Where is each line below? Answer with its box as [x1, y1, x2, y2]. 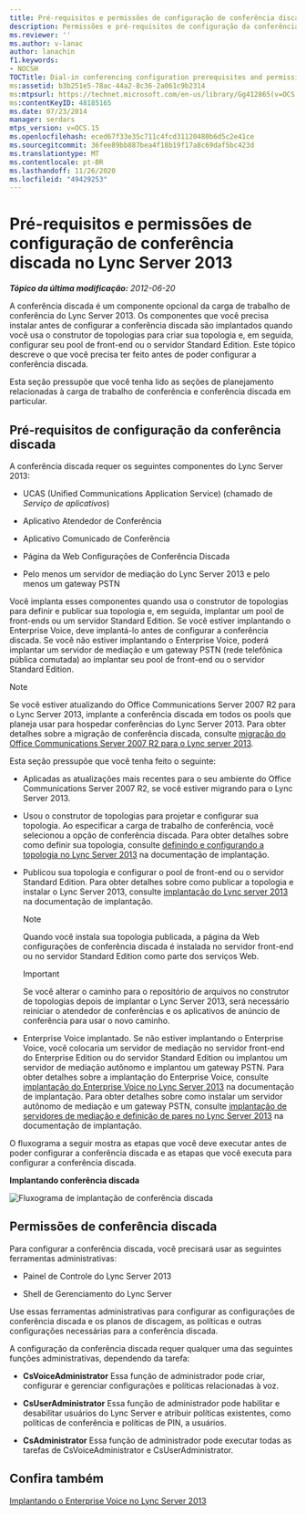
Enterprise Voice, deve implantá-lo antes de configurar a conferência [9, 625, 269, 635]
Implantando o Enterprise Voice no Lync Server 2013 [9, 1495, 207, 1506]
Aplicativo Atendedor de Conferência [22, 516, 162, 526]
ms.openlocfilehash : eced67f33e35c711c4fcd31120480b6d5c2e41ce [9, 132, 255, 141]
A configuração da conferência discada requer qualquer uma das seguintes [9, 1343, 293, 1353]
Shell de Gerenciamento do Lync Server [22, 1288, 173, 1299]
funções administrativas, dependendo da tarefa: [9, 1353, 190, 1363]
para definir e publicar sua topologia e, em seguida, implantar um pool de [9, 606, 285, 616]
